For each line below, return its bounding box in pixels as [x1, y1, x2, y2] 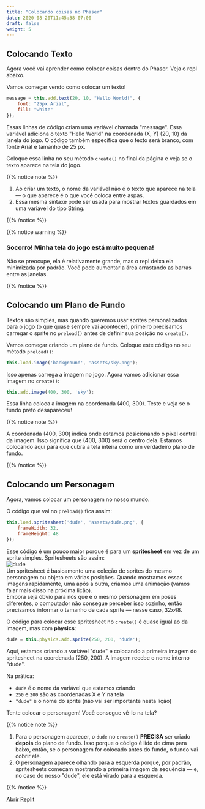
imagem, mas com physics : [6, 624, 76, 631]
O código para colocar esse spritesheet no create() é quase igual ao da [6, 618, 188, 625]
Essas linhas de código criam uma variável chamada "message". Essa [6, 123, 182, 130]
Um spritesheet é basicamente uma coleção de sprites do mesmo [6, 567, 173, 574]
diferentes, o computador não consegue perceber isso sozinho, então [6, 600, 182, 607]
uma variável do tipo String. [15, 205, 85, 212]
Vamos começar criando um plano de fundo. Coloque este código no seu [6, 341, 192, 348]
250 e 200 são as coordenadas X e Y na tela [15, 690, 124, 698]
